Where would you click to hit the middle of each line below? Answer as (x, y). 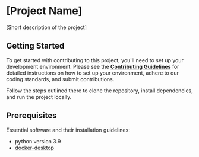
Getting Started (35, 46)
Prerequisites (31, 116)
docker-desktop (34, 148)
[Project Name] (44, 11)
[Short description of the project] (47, 27)
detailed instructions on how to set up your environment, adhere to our (93, 73)
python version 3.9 (38, 141)
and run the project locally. (39, 97)
